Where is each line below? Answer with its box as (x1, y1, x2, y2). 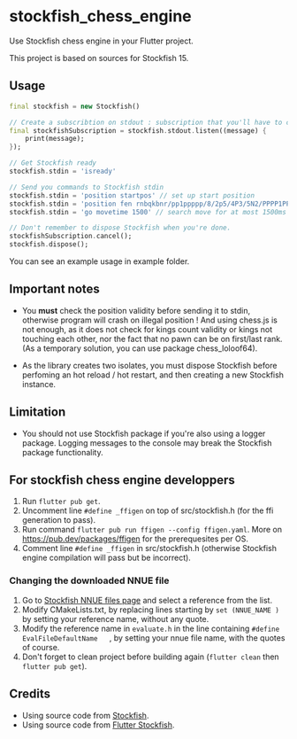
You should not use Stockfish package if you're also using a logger (21, 428, 266, 439)
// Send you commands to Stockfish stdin (9, 183, 164, 191)
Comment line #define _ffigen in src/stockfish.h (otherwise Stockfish (21, 543, 277, 554)
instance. (21, 378, 56, 389)
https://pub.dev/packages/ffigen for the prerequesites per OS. (21, 533, 249, 544)
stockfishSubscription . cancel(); (9, 232, 133, 241)
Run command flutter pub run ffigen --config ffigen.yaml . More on (21, 525, 283, 535)
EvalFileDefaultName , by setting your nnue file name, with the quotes (21, 632, 286, 643)
